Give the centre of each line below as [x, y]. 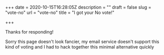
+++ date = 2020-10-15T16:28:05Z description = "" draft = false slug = [78, 7]
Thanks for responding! [29, 32]
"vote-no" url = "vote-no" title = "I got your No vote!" [60, 12]
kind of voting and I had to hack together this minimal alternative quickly [80, 47]
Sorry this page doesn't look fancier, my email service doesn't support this [82, 41]
